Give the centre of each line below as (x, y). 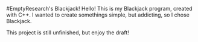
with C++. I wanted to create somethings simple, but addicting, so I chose (98, 15)
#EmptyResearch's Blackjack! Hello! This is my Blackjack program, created (99, 9)
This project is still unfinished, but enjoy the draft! (68, 33)
